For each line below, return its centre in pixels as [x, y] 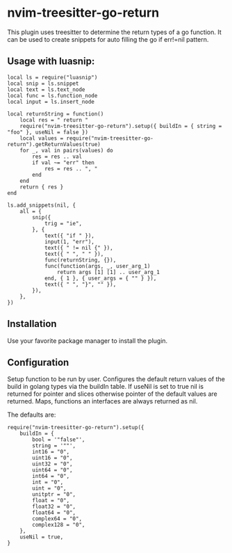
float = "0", [51, 501]
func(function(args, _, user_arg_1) [97, 266]
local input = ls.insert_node [51, 102]
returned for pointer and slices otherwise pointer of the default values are [112, 394]
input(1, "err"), [69, 241]
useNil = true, [42, 537]
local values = [42, 138]
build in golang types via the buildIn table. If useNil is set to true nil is [105, 387]
